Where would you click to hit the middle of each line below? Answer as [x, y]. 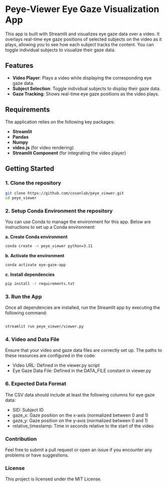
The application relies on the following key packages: [60, 122]
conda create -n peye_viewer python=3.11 [49, 246]
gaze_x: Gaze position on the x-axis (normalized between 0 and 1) [80, 415]
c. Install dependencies [30, 274]
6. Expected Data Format [36, 384]
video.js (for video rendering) [43, 147]
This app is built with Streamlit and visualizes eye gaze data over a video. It [82, 34]
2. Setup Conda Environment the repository [59, 211]
